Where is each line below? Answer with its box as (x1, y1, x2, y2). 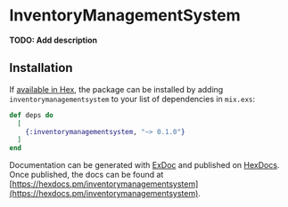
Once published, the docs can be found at (9, 170, 164, 180)
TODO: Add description (9, 35, 98, 45)
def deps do (9, 110, 53, 120)
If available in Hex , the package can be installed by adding (9, 84, 224, 94)
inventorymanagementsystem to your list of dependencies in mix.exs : (9, 93, 256, 104)
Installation (9, 60, 73, 76)
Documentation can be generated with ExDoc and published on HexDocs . (9, 160, 280, 171)
